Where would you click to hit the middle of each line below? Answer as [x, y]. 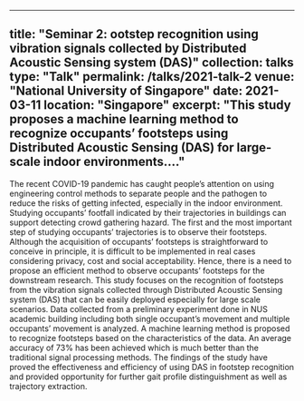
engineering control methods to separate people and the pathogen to [138, 193]
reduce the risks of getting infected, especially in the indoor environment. [146, 203]
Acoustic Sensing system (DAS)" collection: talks [152, 63]
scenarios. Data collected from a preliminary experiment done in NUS [139, 308]
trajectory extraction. [48, 386]
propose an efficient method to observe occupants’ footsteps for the [137, 270]
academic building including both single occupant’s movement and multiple [150, 318]
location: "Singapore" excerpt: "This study [167, 105]
